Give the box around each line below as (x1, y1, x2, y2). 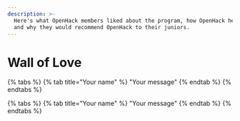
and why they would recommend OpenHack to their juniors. (14, 23, 191, 31)
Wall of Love (7, 54, 82, 70)
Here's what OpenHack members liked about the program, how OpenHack (14, 17, 225, 24)
